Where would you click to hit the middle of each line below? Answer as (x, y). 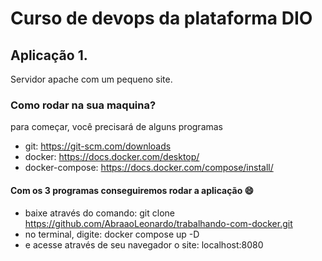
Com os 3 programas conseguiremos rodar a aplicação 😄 (132, 190)
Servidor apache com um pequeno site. (91, 79)
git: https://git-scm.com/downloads (98, 146)
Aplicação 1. (49, 55)
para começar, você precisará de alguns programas (117, 127)
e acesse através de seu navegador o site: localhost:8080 (144, 244)
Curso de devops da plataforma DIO (161, 18)
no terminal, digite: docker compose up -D (112, 234)
